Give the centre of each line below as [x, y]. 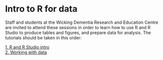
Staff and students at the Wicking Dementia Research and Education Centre [82, 22]
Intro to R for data [41, 9]
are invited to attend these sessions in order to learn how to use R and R [78, 27]
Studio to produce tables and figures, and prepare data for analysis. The [78, 32]
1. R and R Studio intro [27, 47]
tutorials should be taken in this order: [43, 38]
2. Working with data [26, 52]
